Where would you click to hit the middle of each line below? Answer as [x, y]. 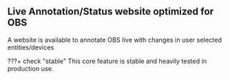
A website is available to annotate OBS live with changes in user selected [115, 40]
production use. [31, 68]
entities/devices [31, 47]
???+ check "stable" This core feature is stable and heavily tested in [107, 61]
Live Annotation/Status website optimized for [111, 12]
